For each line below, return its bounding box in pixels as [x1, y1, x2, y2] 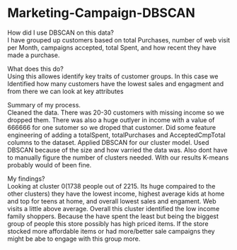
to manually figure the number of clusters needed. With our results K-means [7, 153, 229, 162]
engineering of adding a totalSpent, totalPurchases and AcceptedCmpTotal [7, 131, 226, 139]
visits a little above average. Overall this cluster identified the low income [7, 204, 220, 213]
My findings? [7, 174, 45, 183]
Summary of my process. [7, 100, 81, 109]
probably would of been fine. [7, 160, 92, 169]
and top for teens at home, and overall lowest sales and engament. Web [7, 196, 217, 206]
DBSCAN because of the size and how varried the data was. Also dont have [7, 145, 228, 154]
